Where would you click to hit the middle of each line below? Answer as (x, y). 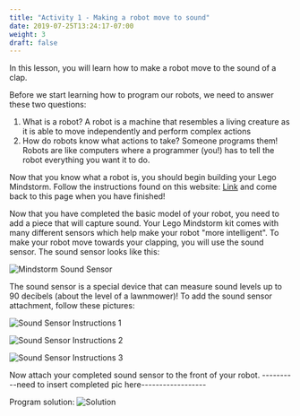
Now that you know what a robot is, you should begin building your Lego (143, 178)
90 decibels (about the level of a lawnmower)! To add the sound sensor (141, 296)
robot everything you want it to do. (86, 160)
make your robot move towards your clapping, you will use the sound (137, 242)
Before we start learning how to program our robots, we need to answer (142, 95)
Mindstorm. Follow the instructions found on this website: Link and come (143, 187)
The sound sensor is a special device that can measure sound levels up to (146, 287)
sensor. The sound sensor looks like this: (85, 252)
